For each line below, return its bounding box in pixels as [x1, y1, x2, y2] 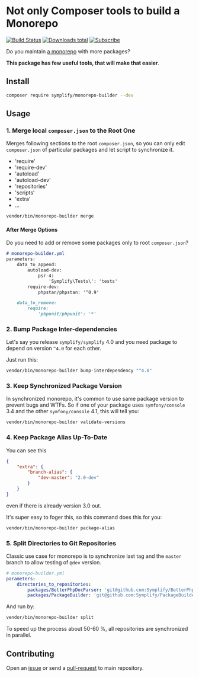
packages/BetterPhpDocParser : [27, 587, 102, 593]
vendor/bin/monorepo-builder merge [6, 213, 94, 219]
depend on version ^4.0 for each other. [6, 345, 102, 352]
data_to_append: [17, 262, 57, 268]
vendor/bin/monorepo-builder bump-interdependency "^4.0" [6, 368, 152, 374]
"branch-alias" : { [27, 470, 73, 475]
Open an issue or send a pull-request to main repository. [6, 665, 144, 672]
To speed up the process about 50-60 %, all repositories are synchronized [6, 625, 188, 633]
